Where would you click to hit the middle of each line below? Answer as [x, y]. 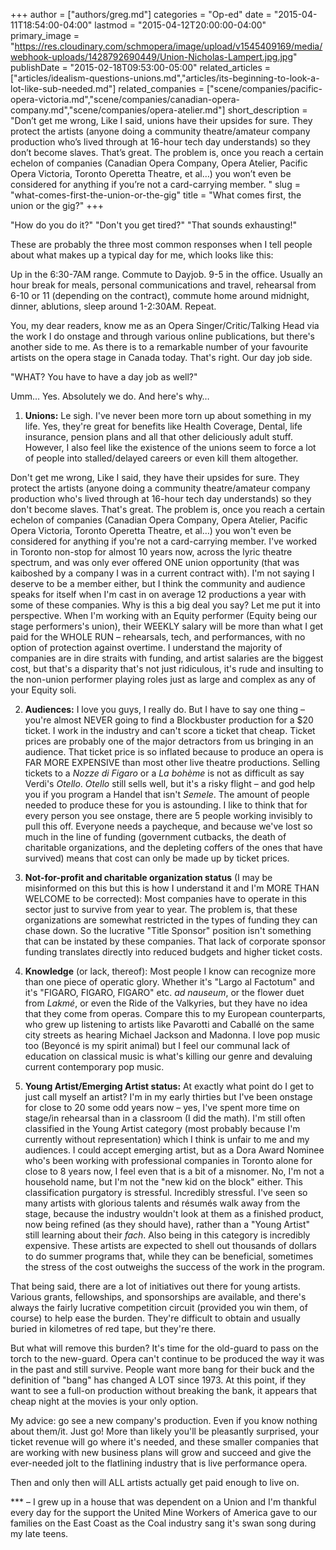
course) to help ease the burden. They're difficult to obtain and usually [155, 1318]
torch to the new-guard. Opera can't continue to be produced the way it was [167, 1358]
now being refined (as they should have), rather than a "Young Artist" [167, 1224]
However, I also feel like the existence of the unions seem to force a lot [170, 447]
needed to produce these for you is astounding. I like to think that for [166, 805]
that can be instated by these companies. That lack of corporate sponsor [175, 941]
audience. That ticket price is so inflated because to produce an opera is [174, 752]
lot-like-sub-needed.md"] [63, 88]
